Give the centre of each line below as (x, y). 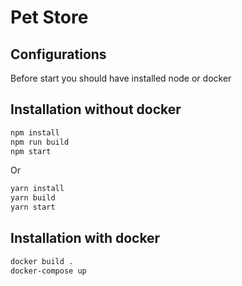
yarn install (37, 189)
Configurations (58, 54)
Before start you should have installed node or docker (121, 78)
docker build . (42, 261)
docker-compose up (48, 271)
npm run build (40, 142)
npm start (31, 151)
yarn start (33, 207)
